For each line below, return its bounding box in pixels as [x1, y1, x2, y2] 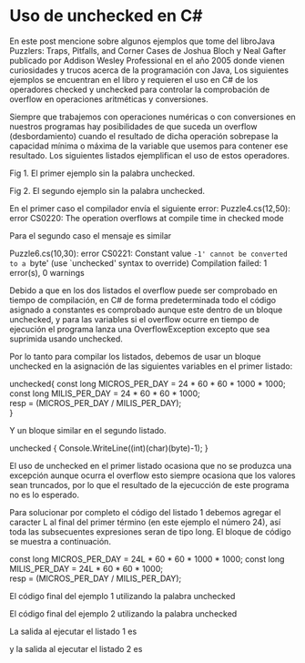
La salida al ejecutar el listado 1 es [9, 626, 137, 637]
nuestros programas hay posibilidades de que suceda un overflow [9, 120, 258, 132]
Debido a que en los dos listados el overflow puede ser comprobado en [9, 284, 278, 296]
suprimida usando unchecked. [9, 333, 123, 344]
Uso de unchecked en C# [9, 5, 203, 26]
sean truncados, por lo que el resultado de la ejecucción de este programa [9, 479, 290, 490]
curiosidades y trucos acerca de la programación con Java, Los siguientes [9, 65, 290, 76]
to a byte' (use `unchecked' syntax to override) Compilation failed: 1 [9, 257, 268, 269]
